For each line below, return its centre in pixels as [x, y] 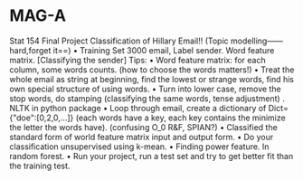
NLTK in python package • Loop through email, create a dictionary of [138, 108]
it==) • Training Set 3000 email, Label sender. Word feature [164, 50]
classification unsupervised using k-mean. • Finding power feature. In [139, 147]
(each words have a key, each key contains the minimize [181, 118]
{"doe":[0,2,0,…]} [42, 118]
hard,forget [30, 50]
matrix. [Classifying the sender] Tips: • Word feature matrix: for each [137, 60]
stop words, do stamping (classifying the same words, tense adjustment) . [147, 98]
